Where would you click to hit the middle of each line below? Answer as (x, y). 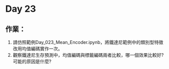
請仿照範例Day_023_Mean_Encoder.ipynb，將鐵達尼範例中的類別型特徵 (88, 42)
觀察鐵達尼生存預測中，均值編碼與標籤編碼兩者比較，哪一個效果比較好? (88, 55)
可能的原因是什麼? (32, 61)
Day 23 (21, 9)
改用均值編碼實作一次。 (37, 49)
